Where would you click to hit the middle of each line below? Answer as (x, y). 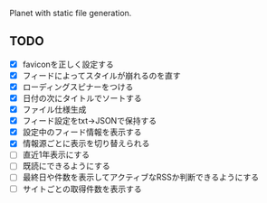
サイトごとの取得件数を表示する (82, 189)
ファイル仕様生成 (54, 110)
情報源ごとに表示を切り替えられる (86, 143)
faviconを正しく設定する (68, 64)
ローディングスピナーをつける (78, 87)
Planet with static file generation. (71, 13)
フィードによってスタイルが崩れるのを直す (101, 75)
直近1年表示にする (56, 155)
